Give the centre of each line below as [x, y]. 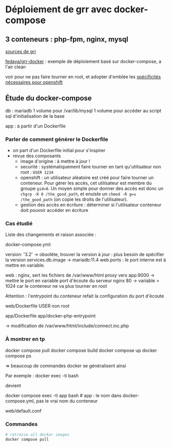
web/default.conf [23, 411]
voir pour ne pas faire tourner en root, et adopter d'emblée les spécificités [83, 77]
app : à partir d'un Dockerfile [35, 126]
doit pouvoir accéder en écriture [54, 210]
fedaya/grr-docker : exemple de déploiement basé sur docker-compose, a [83, 61]
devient [13, 386]
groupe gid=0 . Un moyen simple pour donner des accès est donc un [92, 188]
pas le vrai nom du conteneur [67, 401]
